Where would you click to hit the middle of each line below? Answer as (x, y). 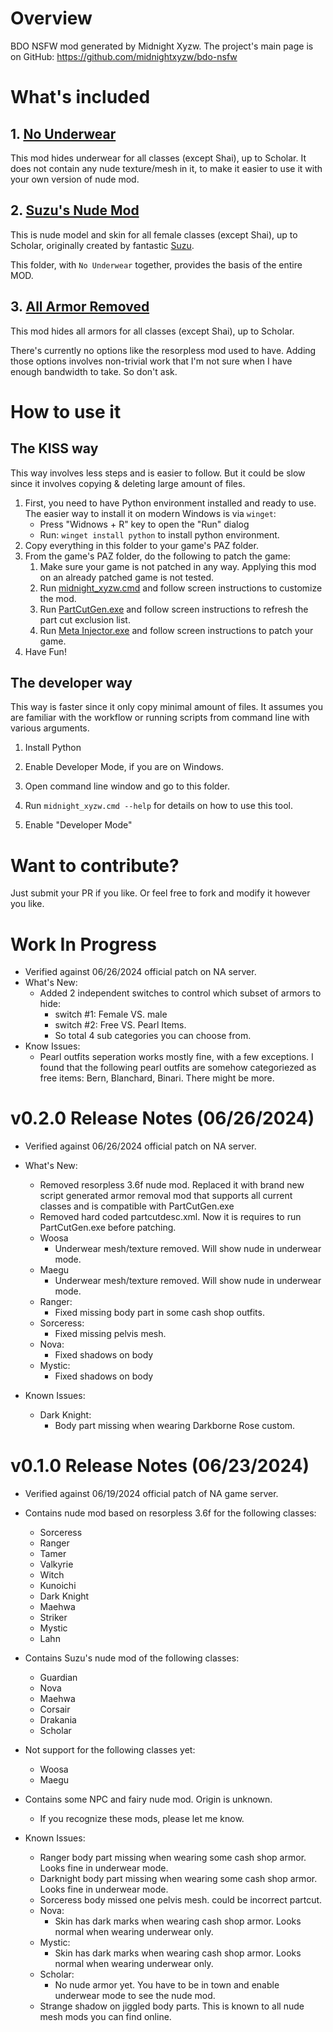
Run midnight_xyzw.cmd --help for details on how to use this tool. (158, 806)
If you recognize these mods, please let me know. (142, 1819)
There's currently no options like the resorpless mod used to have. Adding (163, 350)
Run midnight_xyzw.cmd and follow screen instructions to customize (181, 588)
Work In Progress (83, 944)
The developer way (71, 682)
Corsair (55, 1709)
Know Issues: (52, 1046)
